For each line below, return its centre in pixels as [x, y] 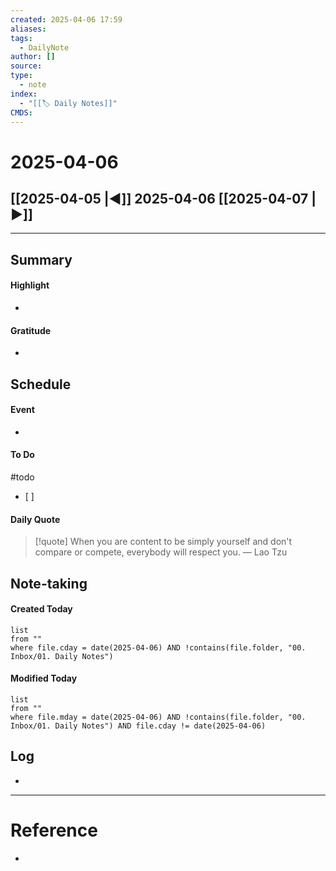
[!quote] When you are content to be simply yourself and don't [163, 542]
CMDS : [21, 112]
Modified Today [44, 678]
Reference [54, 830]
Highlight [30, 285]
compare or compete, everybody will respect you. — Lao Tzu [161, 552]
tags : [21, 38]
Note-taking [49, 583]
